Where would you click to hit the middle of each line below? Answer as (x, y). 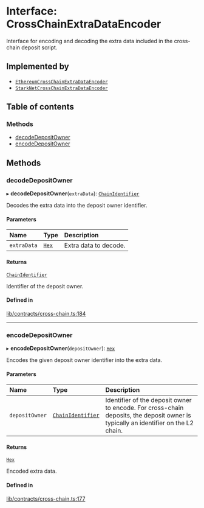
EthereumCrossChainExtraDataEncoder (61, 82)
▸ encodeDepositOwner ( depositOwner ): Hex (61, 349)
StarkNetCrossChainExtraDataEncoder (61, 88)
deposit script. (39, 47)
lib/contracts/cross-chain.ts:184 (46, 313)
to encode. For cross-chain (144, 408)
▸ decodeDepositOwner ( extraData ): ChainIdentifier (73, 193)
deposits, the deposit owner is (148, 416)
